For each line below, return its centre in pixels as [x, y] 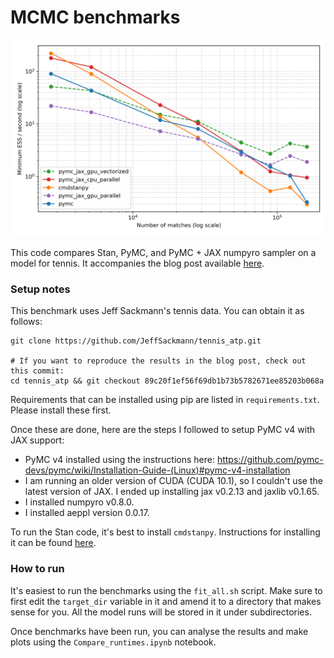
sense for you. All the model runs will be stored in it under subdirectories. [161, 612]
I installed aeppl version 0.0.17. [87, 513]
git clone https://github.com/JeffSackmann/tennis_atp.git [136, 341]
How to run [37, 569]
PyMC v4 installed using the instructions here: [119, 460]
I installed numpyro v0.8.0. [79, 502]
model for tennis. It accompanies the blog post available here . [137, 263]
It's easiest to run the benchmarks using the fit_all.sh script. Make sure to [166, 590]
